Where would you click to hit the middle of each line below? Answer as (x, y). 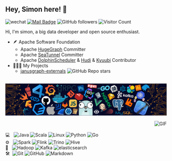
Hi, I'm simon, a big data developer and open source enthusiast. (73, 32)
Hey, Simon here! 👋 (36, 9)
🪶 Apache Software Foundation (46, 42)
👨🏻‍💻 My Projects (30, 65)
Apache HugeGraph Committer (53, 49)
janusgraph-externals (43, 71)
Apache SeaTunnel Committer (52, 55)
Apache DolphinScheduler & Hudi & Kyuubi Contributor (78, 60)
